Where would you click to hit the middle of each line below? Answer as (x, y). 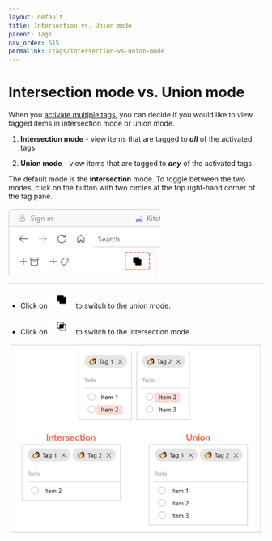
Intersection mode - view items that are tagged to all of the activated (136, 139)
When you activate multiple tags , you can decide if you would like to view (131, 115)
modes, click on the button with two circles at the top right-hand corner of (132, 188)
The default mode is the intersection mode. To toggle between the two (127, 179)
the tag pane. (31, 196)
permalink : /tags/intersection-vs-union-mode (86, 51)
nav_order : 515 (34, 43)
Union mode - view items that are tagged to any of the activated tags (136, 164)
